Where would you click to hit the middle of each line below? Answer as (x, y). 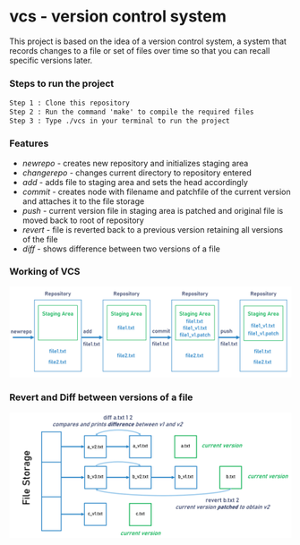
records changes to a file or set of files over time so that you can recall (140, 50)
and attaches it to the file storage (83, 201)
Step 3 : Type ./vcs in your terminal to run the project (120, 121)
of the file (40, 239)
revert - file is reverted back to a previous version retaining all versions (153, 229)
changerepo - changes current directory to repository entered (137, 173)
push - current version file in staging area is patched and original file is (153, 210)
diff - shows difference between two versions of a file (121, 249)
